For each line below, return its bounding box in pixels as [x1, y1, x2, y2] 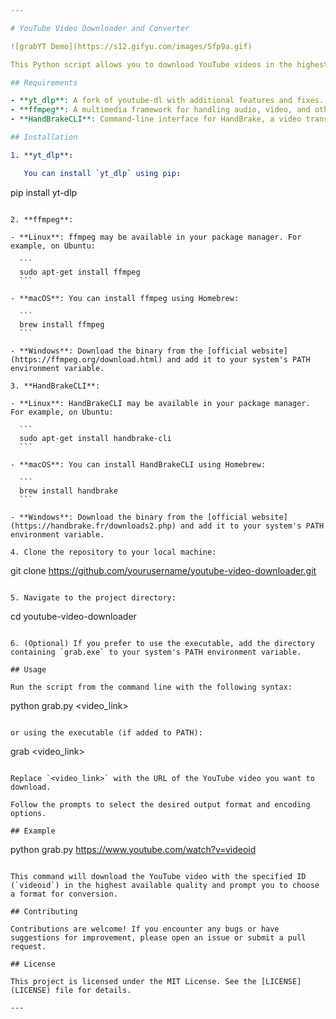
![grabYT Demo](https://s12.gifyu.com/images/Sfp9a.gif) [10, 41, 253, 51]
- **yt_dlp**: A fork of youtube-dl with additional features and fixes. [10, 96, 325, 106]
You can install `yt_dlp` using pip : [23, 168, 182, 178]
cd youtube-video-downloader [10, 610, 137, 622]
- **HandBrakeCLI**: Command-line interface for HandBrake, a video [10, 114, 302, 125]
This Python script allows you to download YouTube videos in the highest [10, 59, 329, 70]
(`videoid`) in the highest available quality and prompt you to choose [10, 880, 320, 890]
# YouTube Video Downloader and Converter [10, 23, 190, 33]
